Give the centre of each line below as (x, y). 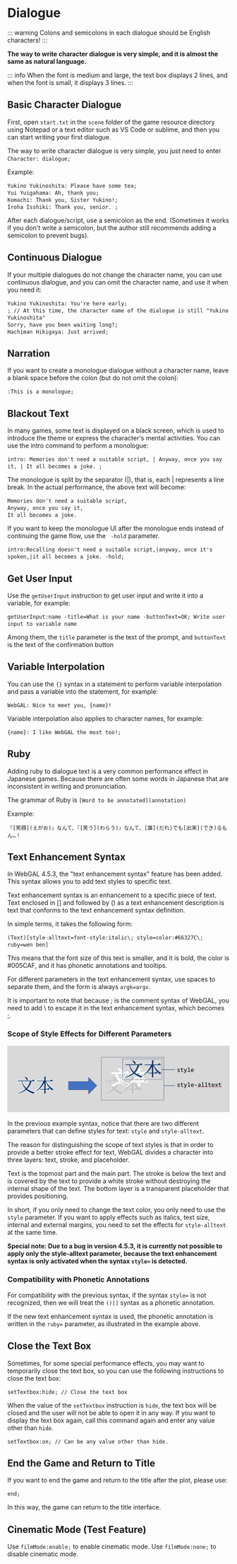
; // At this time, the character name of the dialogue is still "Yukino (118, 310)
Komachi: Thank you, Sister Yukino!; (63, 200)
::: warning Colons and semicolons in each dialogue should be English (109, 33)
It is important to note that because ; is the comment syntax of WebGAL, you (118, 1000)
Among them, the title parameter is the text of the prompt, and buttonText (117, 637)
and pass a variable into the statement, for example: (83, 691)
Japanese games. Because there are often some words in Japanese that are (118, 778)
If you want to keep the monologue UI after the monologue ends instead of (116, 528)
